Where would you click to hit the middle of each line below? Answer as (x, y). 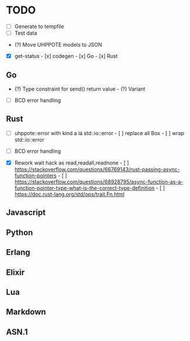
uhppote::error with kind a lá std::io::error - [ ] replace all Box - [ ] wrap (99, 133)
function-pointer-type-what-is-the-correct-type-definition (85, 188)
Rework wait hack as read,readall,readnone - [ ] (72, 163)
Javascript (26, 213)
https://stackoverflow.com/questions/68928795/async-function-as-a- (99, 182)
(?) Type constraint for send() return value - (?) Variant (80, 89)
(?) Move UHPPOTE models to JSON (58, 45)
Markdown (26, 312)
